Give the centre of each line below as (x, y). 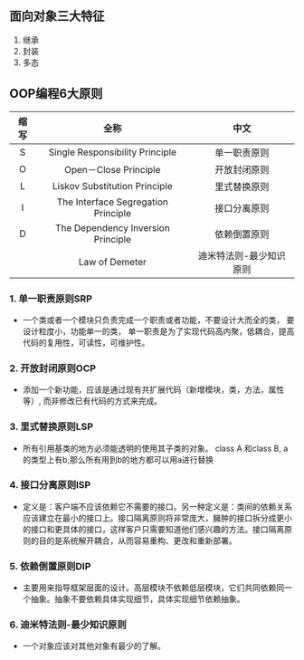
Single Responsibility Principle (113, 152)
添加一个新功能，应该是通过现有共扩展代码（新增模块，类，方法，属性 (153, 390)
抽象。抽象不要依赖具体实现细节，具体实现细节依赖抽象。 (138, 599)
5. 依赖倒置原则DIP (50, 566)
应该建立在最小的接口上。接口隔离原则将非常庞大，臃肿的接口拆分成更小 (157, 518)
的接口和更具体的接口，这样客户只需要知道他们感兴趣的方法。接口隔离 (153, 529)
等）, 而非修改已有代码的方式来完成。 (92, 401)
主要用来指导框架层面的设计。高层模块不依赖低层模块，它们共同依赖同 (153, 588)
